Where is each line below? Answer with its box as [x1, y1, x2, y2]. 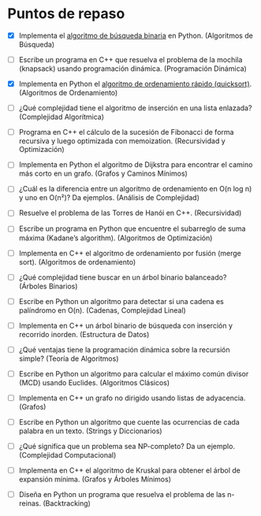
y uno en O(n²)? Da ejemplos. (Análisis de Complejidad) [18, 193, 200, 202]
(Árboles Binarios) [18, 281, 78, 291]
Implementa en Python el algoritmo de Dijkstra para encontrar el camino [18, 160, 253, 169]
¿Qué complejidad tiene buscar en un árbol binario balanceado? [18, 273, 227, 282]
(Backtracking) [42, 499, 91, 508]
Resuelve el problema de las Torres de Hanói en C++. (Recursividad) [18, 208, 242, 217]
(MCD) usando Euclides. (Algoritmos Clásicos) [18, 377, 170, 387]
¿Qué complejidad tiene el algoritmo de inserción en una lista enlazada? [18, 103, 252, 113]
